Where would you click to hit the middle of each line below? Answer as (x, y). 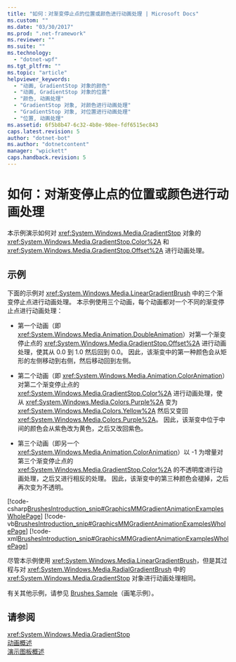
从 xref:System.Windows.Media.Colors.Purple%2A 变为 (97, 402)
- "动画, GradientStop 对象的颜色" (62, 86)
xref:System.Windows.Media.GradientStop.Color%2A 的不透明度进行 (117, 469)
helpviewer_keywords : (39, 79)
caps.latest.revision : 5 (44, 131)
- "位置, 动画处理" (39, 118)
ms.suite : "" (26, 46)
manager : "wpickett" (38, 151)
